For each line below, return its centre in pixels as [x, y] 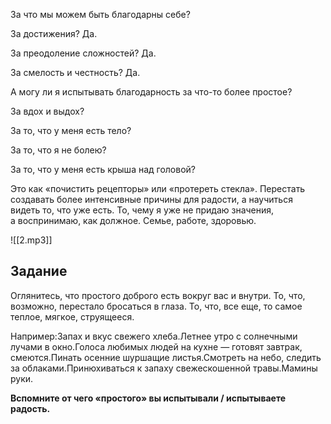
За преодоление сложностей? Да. [83, 53]
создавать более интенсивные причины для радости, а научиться [151, 199]
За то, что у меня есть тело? [71, 130]
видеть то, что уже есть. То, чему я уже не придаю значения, [142, 210]
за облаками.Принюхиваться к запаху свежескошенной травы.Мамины [164, 368]
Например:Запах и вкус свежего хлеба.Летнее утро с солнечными [154, 336]
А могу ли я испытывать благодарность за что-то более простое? [151, 92]
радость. [30, 408]
